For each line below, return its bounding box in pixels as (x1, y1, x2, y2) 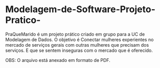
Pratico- (5, 14, 41, 26)
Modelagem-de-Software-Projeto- (5, 4, 156, 15)
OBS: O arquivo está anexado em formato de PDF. (5, 57, 111, 63)
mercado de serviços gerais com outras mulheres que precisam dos (5, 42, 149, 48)
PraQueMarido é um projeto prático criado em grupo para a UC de (5, 31, 145, 37)
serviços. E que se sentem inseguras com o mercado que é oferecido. (5, 47, 153, 53)
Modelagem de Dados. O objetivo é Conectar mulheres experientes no (5, 37, 154, 43)
